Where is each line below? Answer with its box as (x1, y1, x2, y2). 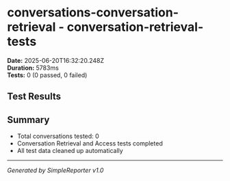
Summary (7, 114, 50, 126)
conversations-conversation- (7, 5, 179, 20)
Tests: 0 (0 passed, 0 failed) (7, 70, 88, 79)
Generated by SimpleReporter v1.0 (7, 166, 104, 175)
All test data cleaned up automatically (16, 147, 123, 155)
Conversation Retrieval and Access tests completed (16, 139, 163, 148)
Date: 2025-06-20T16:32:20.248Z (7, 56, 105, 64)
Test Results (7, 91, 62, 102)
